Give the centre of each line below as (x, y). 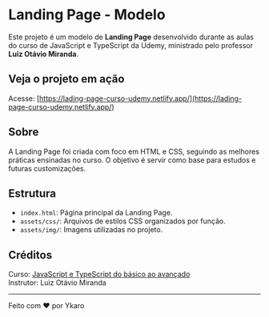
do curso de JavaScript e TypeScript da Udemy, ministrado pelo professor (131, 45)
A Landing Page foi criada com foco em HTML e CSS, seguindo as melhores (134, 151)
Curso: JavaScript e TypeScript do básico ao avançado (99, 275)
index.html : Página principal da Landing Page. (96, 213)
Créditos (30, 255)
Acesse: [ (24, 98)
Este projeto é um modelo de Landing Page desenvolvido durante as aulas (131, 37)
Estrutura (32, 193)
